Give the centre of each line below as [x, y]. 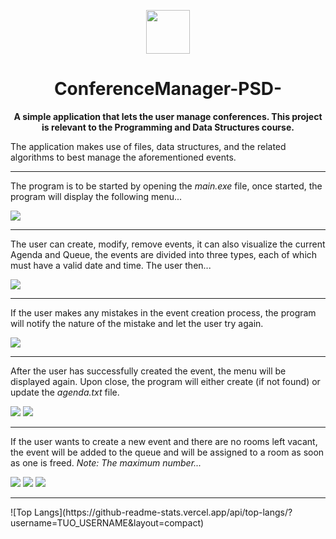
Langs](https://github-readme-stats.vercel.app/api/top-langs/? [163, 512]
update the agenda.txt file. [65, 392]
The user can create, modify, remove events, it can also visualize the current [168, 244]
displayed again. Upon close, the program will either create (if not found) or [165, 381]
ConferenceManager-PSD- [168, 89]
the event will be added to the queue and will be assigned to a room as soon [167, 452]
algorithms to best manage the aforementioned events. [123, 157]
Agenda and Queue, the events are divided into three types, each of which [164, 254]
